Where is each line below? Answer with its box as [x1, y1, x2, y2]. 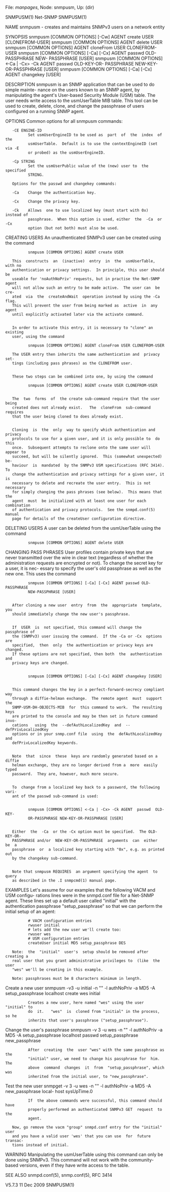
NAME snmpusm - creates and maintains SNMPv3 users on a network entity [5, 24, 165, 30]
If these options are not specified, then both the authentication [12, 652, 162, 657]
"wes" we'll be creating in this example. [12, 967, 103, 972]
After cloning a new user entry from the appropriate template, [12, 603, 162, 608]
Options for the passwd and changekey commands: [12, 181, 117, 186]
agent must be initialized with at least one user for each [12, 498, 146, 503]
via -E [5, 146, 19, 151]
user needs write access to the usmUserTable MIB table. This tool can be [5, 97, 158, 104]
